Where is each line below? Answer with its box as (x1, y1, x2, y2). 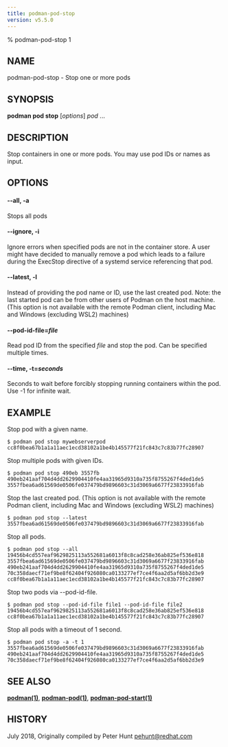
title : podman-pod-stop (7, 10, 76, 17)
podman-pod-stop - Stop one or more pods (7, 74, 130, 82)
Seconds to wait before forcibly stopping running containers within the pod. (7, 380, 221, 388)
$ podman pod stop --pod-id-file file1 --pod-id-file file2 (7, 601, 183, 609)
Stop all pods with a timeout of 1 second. (7, 625, 122, 634)
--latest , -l (7, 273, 38, 281)
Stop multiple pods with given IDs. (7, 457, 104, 465)
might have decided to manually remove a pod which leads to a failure (7, 250, 206, 258)
